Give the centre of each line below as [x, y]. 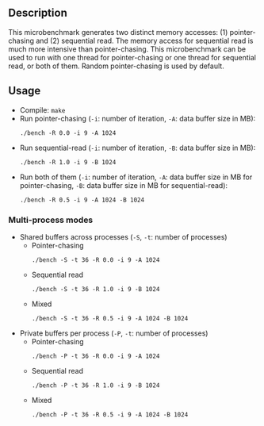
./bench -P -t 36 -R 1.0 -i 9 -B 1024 [96, 385]
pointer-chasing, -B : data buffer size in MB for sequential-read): [124, 185]
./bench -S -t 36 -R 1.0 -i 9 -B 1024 [96, 289]
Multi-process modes [51, 220]
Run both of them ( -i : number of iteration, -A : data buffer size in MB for [136, 177]
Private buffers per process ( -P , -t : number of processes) [114, 333]
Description [38, 13]
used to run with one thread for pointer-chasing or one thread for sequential [132, 57]
